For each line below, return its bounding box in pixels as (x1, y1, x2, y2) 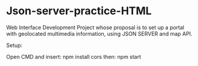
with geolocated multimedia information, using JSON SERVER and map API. (6, 30, 193, 37)
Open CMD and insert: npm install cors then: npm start (6, 53, 142, 60)
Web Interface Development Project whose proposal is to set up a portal (6, 24, 185, 31)
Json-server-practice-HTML (6, 4, 152, 18)
